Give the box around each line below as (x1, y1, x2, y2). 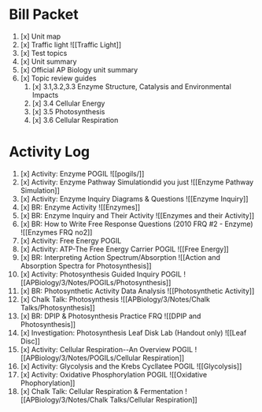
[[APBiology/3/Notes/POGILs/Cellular (20, 353, 141, 362)
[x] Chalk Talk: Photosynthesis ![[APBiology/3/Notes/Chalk (20, 294, 211, 304)
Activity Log (9, 143, 90, 161)
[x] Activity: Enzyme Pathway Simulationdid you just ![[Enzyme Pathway (20, 177, 254, 187)
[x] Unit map (20, 32, 61, 41)
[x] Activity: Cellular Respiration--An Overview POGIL (20, 344, 194, 354)
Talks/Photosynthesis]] (20, 303, 95, 312)
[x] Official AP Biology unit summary (20, 65, 138, 74)
